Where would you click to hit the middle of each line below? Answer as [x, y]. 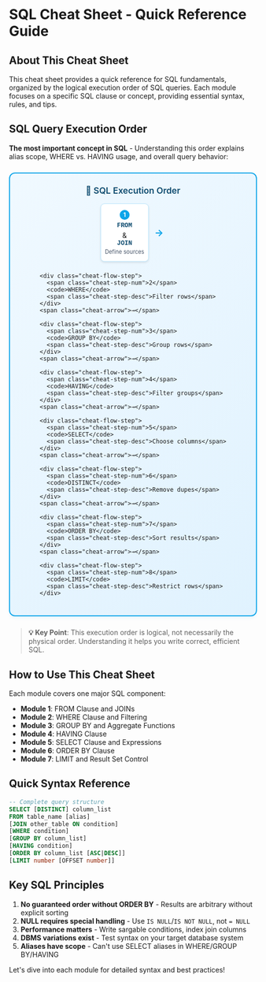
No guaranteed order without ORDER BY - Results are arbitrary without [136, 904]
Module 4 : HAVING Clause [63, 734]
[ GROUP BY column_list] [48, 839]
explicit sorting [44, 913]
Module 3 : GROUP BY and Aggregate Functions [98, 726]
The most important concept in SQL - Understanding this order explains [127, 148]
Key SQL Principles [57, 885]
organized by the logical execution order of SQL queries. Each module [123, 87]
